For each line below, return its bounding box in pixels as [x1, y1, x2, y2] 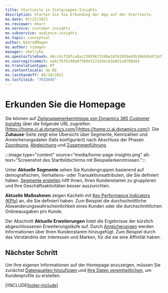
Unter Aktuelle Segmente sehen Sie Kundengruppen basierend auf [5, 166, 144, 173]
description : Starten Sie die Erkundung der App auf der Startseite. [5, 12, 153, 17]
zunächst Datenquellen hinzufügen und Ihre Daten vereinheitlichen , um [5, 267, 151, 273]
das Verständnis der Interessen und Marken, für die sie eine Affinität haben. [5, 234, 161, 240]
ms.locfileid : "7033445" [5, 77, 57, 82]
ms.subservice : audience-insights [5, 31, 77, 36]
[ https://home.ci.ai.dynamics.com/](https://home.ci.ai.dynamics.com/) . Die [5, 126, 159, 132]
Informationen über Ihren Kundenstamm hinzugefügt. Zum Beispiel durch [5, 228, 156, 234]
